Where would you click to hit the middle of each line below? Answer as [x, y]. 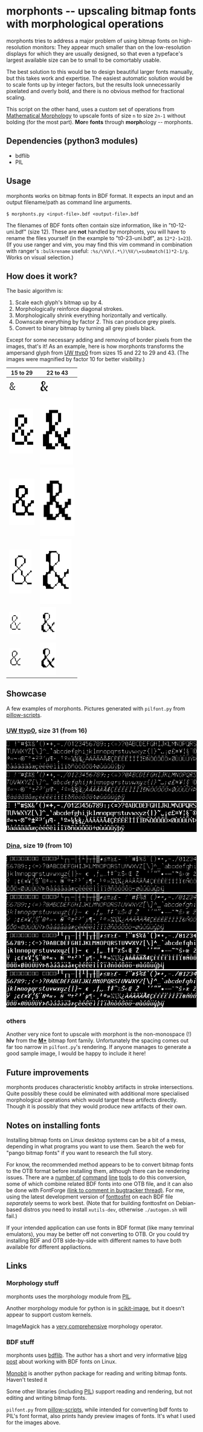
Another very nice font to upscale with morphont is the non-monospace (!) [99, 1034]
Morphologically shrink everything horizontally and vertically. [91, 315]
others [16, 1021]
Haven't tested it [27, 1380]
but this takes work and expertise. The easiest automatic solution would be [99, 78]
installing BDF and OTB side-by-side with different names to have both [94, 1241]
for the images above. [34, 1422]
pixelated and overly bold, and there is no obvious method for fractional [95, 91]
